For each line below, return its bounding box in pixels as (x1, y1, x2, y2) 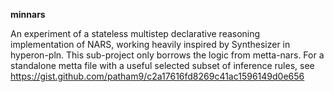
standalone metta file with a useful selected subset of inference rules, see (10, 60, 315, 71)
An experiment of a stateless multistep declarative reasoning (10, 28, 261, 39)
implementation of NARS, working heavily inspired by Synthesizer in (10, 39, 291, 50)
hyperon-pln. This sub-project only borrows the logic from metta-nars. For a (10, 49, 325, 61)
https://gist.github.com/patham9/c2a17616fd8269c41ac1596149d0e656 (10, 70, 305, 82)
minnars (10, 9, 46, 20)
